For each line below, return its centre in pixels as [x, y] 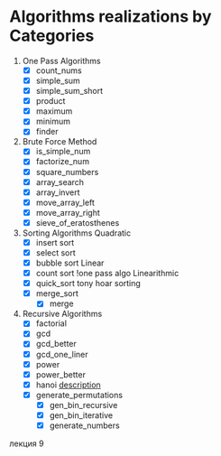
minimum [53, 121]
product [51, 101]
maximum [54, 111]
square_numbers [67, 172]
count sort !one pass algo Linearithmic [107, 274]
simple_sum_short [69, 91]
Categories [52, 36]
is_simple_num [63, 152]
